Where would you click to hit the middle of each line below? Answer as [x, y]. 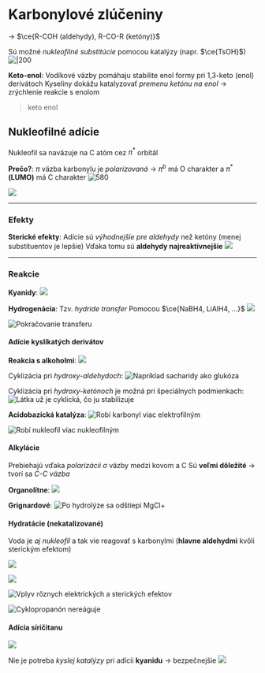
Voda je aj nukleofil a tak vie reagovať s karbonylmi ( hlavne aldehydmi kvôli [131, 541]
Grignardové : [30, 505]
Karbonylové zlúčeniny [86, 15]
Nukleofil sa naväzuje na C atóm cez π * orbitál [83, 151]
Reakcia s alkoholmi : [43, 360]
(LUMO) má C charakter [47, 177]
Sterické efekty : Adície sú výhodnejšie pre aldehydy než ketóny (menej [125, 237]
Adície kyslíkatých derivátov [56, 342]
